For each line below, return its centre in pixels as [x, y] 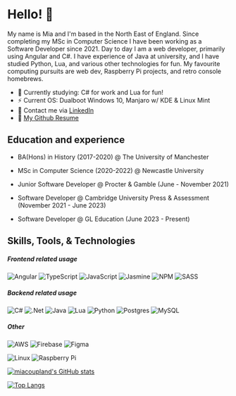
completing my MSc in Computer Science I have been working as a [105, 41]
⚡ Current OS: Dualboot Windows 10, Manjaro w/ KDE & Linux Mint [114, 100]
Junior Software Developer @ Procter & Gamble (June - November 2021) [123, 184]
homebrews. [25, 78]
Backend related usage [42, 293]
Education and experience [66, 140]
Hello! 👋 [31, 14]
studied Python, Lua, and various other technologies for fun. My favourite [114, 63]
